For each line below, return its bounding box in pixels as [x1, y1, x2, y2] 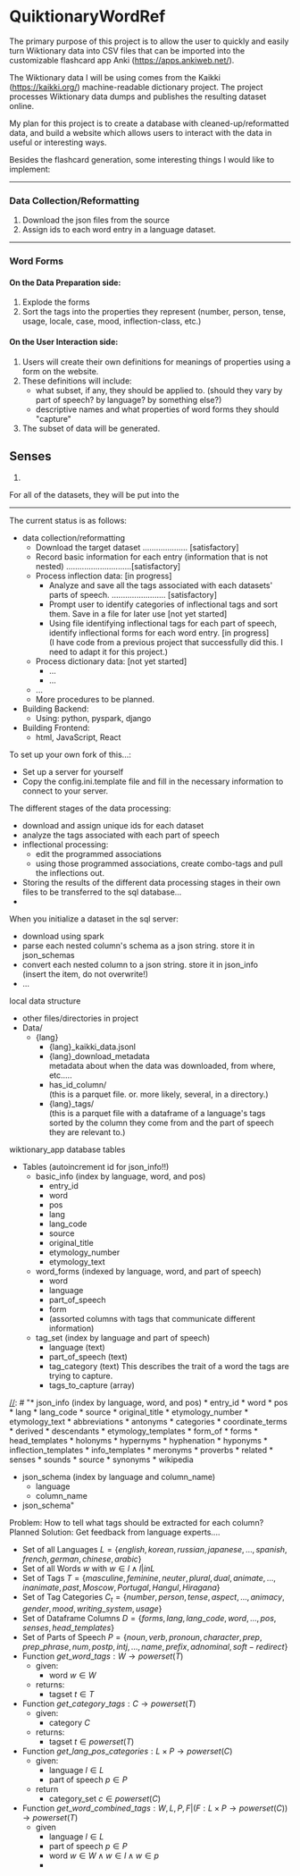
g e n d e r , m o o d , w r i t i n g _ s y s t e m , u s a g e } [21, 1603, 162, 1614]
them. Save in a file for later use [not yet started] [48, 609, 228, 619]
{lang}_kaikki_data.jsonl [48, 1041, 137, 1052]
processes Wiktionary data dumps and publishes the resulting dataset [9, 91, 267, 102]
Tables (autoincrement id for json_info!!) [21, 1162, 170, 1173]
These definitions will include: [21, 375, 132, 386]
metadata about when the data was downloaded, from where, [48, 1061, 276, 1072]
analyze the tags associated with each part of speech [21, 829, 221, 841]
